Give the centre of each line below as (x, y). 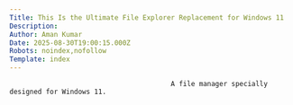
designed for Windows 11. (58, 92)
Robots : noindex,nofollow (58, 51)
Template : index (40, 59)
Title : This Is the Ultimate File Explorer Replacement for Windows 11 (146, 17)
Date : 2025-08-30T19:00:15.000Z (70, 43)
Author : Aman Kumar (46, 34)
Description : (34, 26)
